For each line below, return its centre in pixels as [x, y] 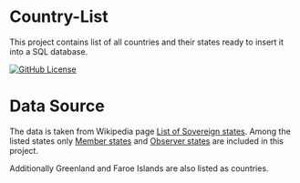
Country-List [59, 17]
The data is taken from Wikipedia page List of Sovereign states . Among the [150, 131]
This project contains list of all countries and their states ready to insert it [147, 42]
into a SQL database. [49, 51]
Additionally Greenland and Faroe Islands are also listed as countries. [139, 168]
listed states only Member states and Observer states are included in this [147, 141]
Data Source [57, 106]
